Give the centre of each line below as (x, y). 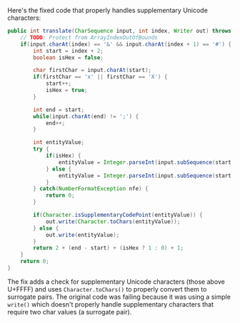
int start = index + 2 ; (68, 51)
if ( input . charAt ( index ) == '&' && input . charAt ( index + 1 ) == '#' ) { (126, 44)
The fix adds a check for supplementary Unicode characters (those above (116, 282)
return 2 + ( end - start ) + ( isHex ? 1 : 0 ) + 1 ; (109, 248)
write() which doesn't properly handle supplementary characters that (111, 304)
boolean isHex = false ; (68, 57)
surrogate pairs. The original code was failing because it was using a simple (119, 297)
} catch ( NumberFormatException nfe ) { (91, 189)
